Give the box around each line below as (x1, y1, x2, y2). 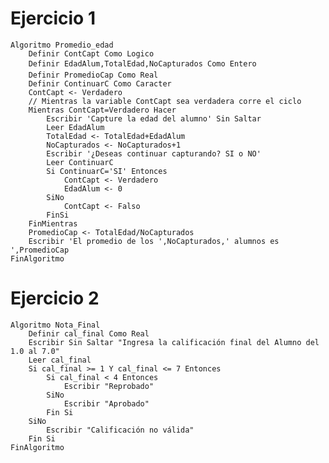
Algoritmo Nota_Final (10, 320, 101, 330)
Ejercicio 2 (10, 287, 100, 310)
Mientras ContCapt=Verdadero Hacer (28, 105, 177, 115)
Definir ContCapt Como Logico (28, 48, 155, 59)
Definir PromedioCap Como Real (28, 70, 159, 80)
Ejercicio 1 (10, 7, 96, 30)
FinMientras (28, 218, 78, 229)
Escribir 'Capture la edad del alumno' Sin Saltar (46, 113, 262, 124)
